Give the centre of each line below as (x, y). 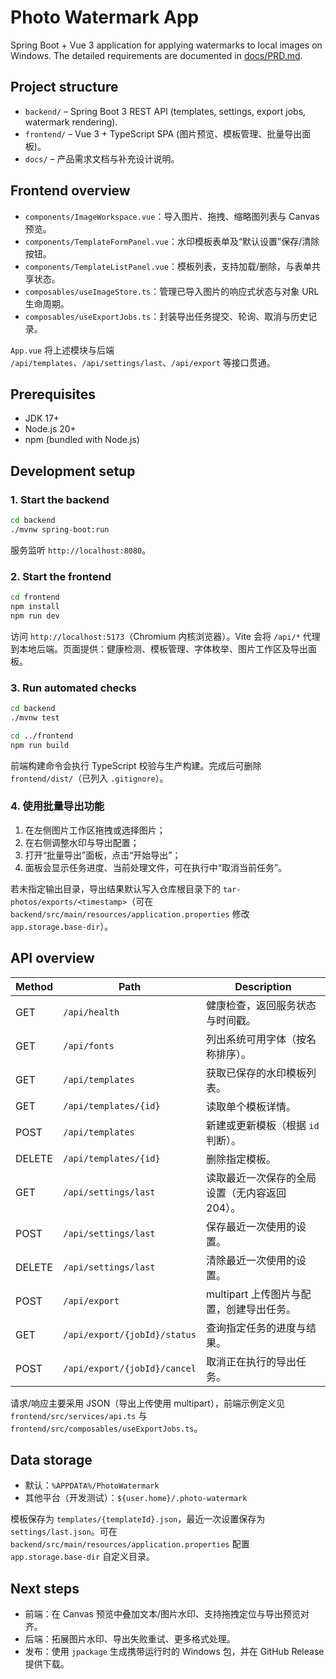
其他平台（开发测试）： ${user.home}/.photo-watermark (136, 1498)
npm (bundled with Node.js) (82, 440)
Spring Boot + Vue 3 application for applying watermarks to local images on (166, 45)
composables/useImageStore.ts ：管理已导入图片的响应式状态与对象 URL (172, 291)
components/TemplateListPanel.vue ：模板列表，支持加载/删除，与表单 (168, 266)
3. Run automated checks (73, 688)
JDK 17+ (42, 418)
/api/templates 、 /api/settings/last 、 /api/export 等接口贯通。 (143, 362)
